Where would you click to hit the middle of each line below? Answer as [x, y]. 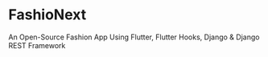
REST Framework [37, 45]
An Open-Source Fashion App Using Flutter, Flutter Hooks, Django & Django [134, 37]
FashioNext [47, 15]
